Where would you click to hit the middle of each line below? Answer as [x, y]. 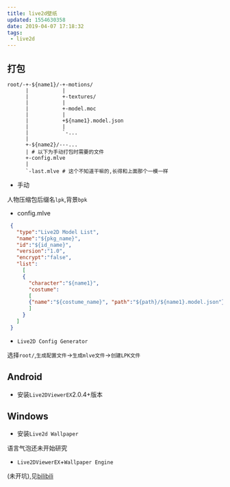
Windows [28, 417]
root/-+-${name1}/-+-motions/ [50, 84]
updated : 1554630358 [37, 20]
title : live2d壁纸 [32, 13]
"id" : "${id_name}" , [44, 245]
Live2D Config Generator [52, 341]
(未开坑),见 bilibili [30, 476]
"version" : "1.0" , [41, 251]
